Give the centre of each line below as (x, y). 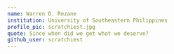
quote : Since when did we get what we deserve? (78, 33)
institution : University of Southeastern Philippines (88, 20)
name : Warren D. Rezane (42, 14)
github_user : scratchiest (45, 40)
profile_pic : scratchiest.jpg (52, 27)
